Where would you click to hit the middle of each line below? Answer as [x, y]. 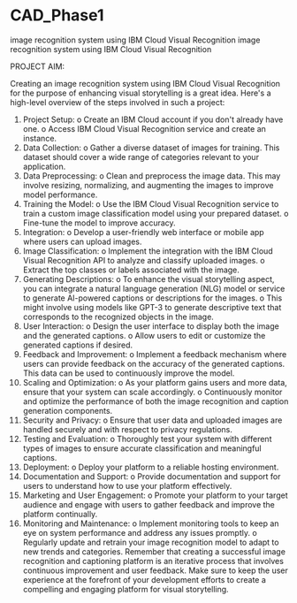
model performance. [60, 195]
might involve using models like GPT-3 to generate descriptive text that [152, 307]
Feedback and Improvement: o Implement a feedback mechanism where [155, 354]
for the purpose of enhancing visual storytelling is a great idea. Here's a [141, 93]
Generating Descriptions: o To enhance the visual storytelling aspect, [148, 279]
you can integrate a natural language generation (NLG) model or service [154, 288]
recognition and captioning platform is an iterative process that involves [153, 561]
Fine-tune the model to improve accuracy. [99, 223]
